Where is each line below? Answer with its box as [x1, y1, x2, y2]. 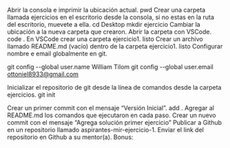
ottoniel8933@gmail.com [7, 70, 79, 78]
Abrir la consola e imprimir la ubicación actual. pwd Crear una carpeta [7, 6, 206, 14]
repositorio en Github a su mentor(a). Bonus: [7, 133, 134, 141]
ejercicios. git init [7, 90, 56, 99]
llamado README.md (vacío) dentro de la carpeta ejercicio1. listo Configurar [7, 42, 223, 50]
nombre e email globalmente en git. [7, 49, 108, 58]
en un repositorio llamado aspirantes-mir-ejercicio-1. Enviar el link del [7, 126, 205, 134]
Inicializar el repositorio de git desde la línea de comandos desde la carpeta [7, 84, 222, 91]
